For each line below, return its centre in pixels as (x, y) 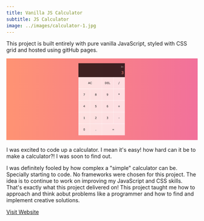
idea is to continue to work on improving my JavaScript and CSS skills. (94, 181)
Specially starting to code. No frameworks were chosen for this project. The (101, 175)
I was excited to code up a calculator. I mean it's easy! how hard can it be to (101, 150)
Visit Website (23, 212)
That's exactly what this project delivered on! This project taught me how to (101, 188)
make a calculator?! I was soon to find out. (59, 156)
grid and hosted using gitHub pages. (52, 50)
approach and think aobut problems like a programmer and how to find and (100, 194)
